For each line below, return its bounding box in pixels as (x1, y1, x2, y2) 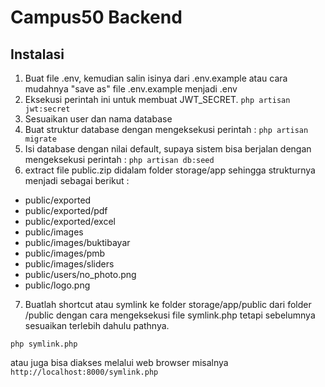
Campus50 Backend (10, 6, 183, 29)
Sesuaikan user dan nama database (24, 113, 173, 125)
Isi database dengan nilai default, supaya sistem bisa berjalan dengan (24, 143, 312, 155)
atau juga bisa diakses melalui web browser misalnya (10, 357, 229, 368)
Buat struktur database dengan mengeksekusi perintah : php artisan (24, 124, 309, 135)
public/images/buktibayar (24, 237, 131, 248)
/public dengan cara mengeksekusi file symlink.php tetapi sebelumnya (24, 309, 316, 321)
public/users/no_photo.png (24, 269, 137, 280)
